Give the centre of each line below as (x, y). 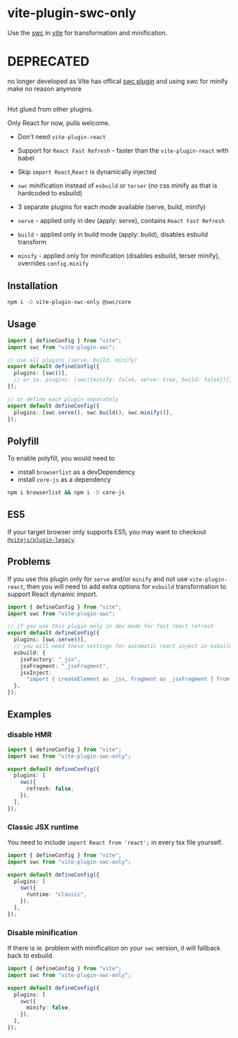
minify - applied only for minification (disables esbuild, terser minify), (119, 256)
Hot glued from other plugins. (50, 109)
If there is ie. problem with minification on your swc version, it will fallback (114, 948)
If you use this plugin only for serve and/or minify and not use (97, 579)
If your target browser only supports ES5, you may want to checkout (107, 531)
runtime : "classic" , (56, 894)
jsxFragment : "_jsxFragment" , (65, 666)
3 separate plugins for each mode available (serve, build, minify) (112, 207)
